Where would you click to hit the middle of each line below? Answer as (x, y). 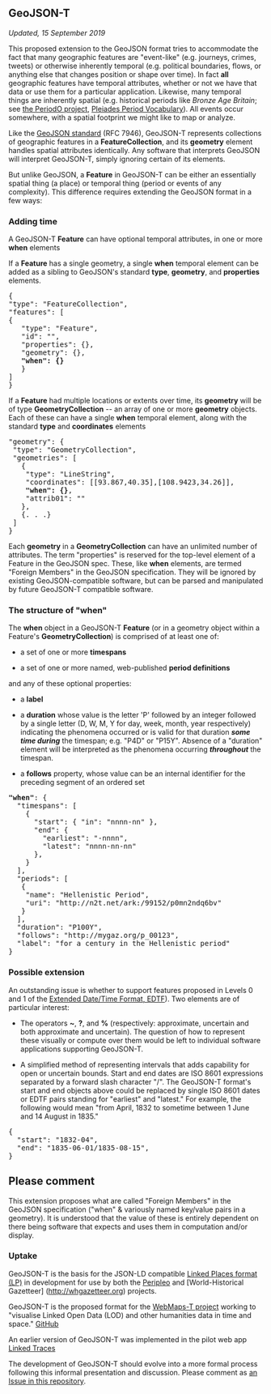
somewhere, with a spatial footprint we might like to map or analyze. (122, 117)
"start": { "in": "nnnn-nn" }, (96, 822)
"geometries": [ (44, 458)
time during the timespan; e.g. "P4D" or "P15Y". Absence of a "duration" (141, 741)
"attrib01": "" (55, 499)
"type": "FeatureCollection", (68, 304)
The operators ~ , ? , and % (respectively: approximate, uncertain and (134, 1023)
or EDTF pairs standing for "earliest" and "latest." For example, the (131, 1099)
